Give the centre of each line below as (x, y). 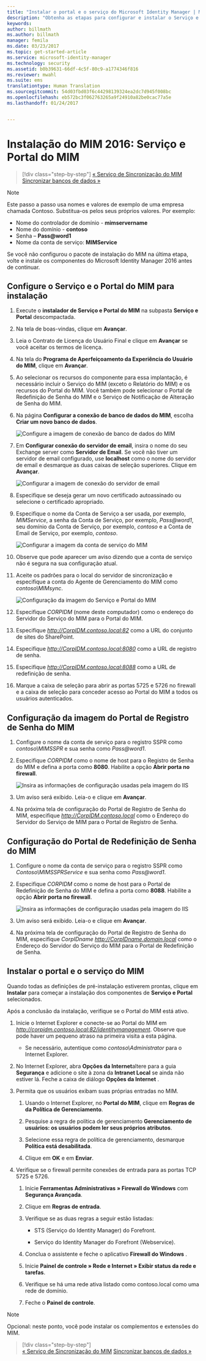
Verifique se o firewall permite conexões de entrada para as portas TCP (106, 1169)
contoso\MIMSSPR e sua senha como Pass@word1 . (81, 749)
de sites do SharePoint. (45, 637)
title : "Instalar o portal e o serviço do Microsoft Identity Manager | (101, 12)
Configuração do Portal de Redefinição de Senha (102, 842)
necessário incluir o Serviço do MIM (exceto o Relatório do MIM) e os (103, 384)
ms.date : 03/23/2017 (33, 47)
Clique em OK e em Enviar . (59, 1158)
